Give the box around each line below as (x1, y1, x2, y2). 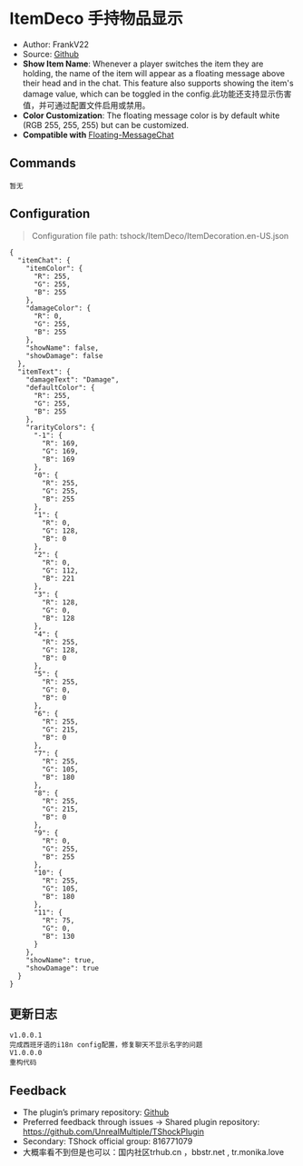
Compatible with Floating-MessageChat (22, 129, 174, 140)
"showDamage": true (25, 963, 100, 972)
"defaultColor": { (25, 383, 95, 392)
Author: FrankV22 (22, 38, 89, 50)
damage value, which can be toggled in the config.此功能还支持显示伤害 (22, 88, 292, 99)
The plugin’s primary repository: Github (22, 1107, 170, 1118)
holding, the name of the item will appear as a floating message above (22, 67, 286, 78)
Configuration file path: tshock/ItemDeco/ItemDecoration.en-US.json (31, 230, 289, 241)
